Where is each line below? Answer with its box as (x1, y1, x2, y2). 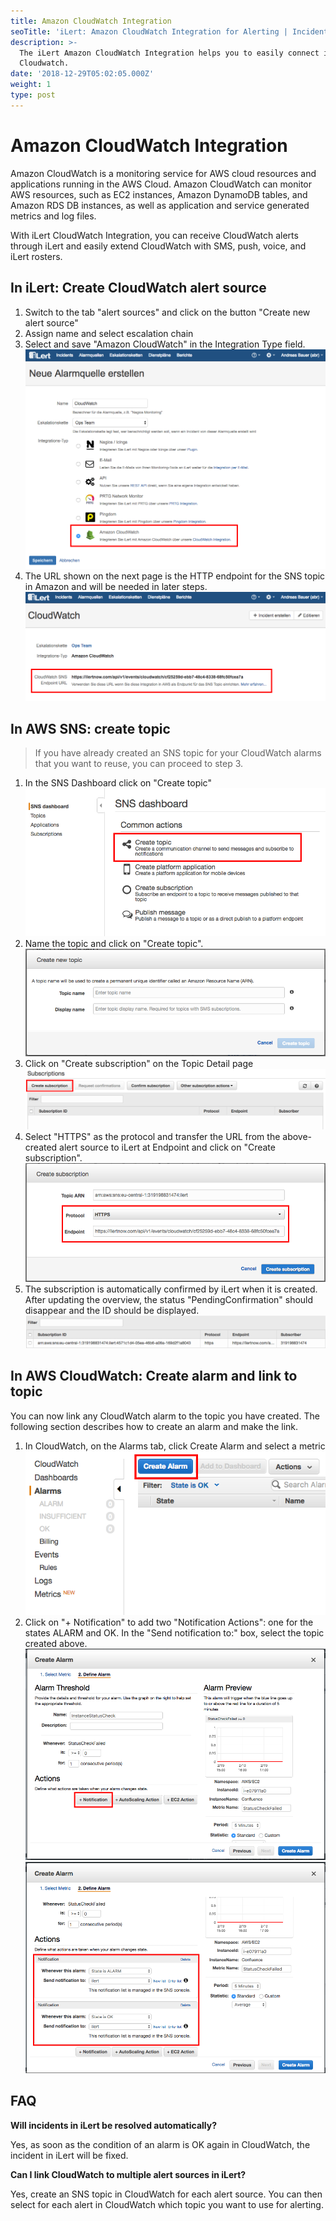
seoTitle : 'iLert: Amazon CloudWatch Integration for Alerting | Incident (10, 26, 329, 37)
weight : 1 (10, 80, 52, 90)
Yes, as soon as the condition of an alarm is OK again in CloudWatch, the (10, 2138, 311, 2150)
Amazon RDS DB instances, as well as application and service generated (10, 199, 310, 211)
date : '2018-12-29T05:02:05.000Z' (10, 69, 155, 79)
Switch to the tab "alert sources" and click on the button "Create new (24, 306, 311, 318)
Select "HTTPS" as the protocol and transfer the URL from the (24, 1130, 281, 1142)
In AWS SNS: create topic (10, 720, 171, 737)
